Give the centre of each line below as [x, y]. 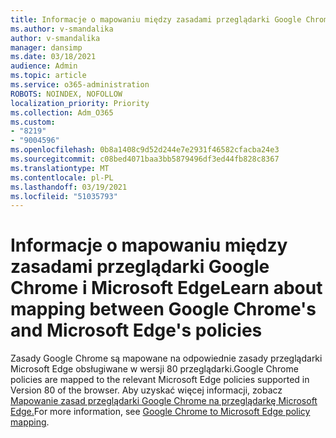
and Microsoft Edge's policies [136, 330]
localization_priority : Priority [80, 103]
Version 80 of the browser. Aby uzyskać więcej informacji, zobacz [146, 390]
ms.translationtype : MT [60, 168]
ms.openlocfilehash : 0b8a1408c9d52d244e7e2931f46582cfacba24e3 [145, 150]
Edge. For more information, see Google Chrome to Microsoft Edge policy [160, 412]
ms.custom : [33, 122]
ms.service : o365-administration [80, 85]
